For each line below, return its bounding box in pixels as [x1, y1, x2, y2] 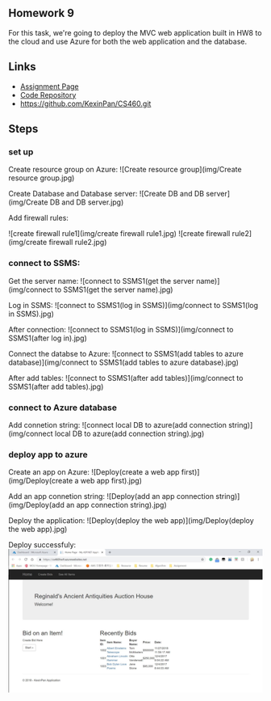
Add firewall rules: [8, 213, 69, 223]
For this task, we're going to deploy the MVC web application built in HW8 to [8, 27, 262, 37]
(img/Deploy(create [8, 476, 73, 486]
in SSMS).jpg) [8, 309, 54, 319]
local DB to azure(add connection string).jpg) [55, 429, 205, 438]
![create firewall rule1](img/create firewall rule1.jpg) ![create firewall [8, 229, 231, 239]
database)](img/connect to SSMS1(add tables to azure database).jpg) [8, 357, 240, 367]
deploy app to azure [8, 449, 89, 460]
